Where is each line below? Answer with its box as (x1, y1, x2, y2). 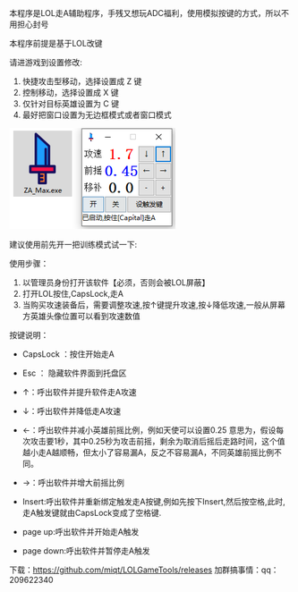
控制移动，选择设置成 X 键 (21, 88, 119, 97)
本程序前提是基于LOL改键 (9, 38, 103, 48)
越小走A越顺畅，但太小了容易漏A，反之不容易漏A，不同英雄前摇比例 (21, 447, 275, 458)
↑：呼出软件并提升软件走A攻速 (21, 387, 137, 397)
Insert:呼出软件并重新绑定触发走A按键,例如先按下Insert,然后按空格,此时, (21, 496, 285, 507)
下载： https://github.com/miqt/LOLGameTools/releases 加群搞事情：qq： (9, 564, 279, 575)
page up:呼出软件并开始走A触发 (21, 527, 140, 537)
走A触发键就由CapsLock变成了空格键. (21, 508, 162, 518)
